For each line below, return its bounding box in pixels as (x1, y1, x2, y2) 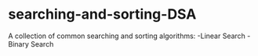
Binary (8, 39, 30, 48)
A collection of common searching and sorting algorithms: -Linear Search (8, 31, 245, 40)
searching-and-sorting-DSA (8, 5, 197, 23)
